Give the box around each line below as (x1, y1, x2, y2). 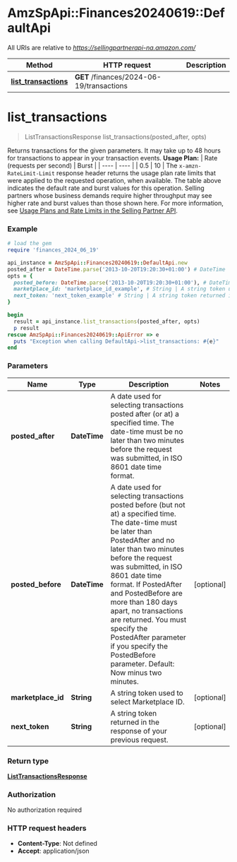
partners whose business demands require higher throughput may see (7, 191, 212, 199)
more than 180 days (110, 597, 178, 607)
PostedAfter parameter (110, 632, 187, 642)
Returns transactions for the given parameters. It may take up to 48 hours (7, 146, 221, 155)
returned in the (110, 717, 160, 727)
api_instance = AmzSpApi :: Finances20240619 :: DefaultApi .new (7, 259, 188, 266)
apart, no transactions (110, 606, 183, 615)
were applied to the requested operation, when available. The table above (7, 176, 221, 184)
